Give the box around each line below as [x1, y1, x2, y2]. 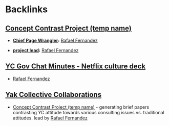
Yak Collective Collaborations [5, 90, 101, 99]
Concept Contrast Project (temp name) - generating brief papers [12, 104, 150, 110]
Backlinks [5, 4, 48, 15]
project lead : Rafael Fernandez [12, 47, 79, 53]
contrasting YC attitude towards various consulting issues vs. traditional [12, 109, 165, 115]
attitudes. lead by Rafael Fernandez [12, 115, 88, 121]
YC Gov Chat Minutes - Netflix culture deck [5, 62, 146, 71]
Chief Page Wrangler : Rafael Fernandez [12, 37, 98, 43]
